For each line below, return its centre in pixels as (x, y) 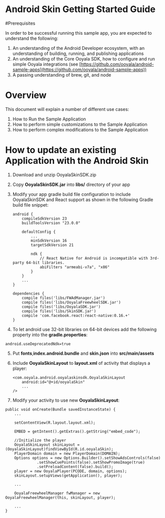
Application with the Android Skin (77, 161)
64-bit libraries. (45, 263)
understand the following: (32, 38)
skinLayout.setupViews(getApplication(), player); (68, 475)
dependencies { (28, 293)
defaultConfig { (39, 232)
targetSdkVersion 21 (52, 245)
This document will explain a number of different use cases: (67, 109)
